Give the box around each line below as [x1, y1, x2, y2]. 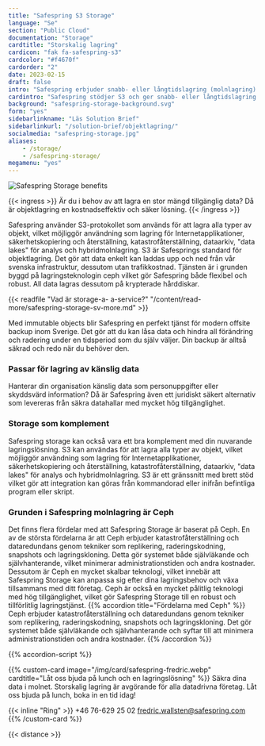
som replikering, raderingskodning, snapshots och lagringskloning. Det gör [8, 617, 252, 627]
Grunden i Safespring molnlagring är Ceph [8, 506, 174, 517]
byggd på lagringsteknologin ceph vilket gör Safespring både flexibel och [8, 271, 248, 280]
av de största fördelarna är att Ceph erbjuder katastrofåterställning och [8, 533, 240, 543]
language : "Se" [8, 19, 59, 27]
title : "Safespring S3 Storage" [8, 11, 115, 20]
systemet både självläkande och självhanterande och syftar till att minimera [8, 626, 254, 636]
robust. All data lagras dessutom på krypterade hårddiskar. [8, 279, 200, 289]
